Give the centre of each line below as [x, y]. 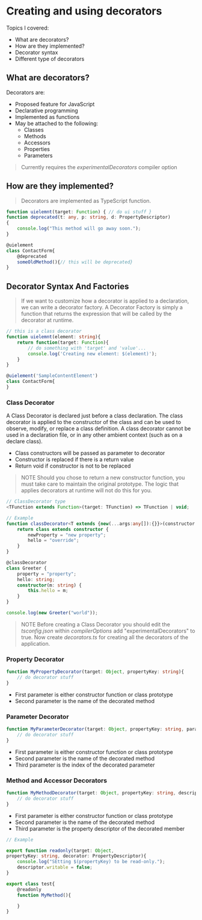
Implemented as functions [47, 117]
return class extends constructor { [63, 529]
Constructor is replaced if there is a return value [74, 460]
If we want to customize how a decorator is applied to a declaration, [105, 301]
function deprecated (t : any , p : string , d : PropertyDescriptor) [88, 217]
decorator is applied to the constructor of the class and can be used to [94, 422]
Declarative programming [46, 111]
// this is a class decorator [44, 331]
